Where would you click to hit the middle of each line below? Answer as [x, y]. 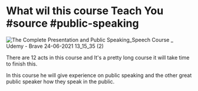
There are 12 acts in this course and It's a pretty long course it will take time [98, 57]
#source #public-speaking [73, 23]
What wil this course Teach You [85, 11]
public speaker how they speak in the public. [60, 82]
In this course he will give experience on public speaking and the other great [99, 75]
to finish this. [22, 64]
